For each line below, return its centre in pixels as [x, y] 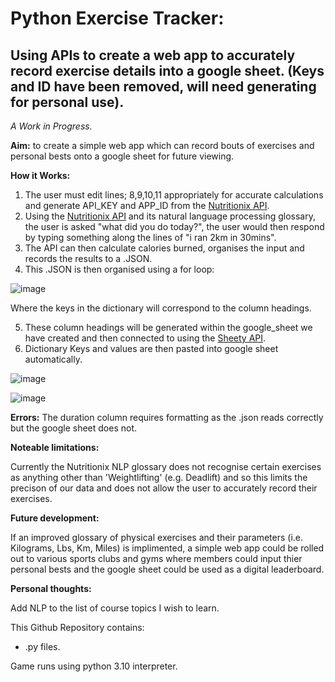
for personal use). [67, 102]
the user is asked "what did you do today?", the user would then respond [174, 226]
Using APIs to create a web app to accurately [153, 55]
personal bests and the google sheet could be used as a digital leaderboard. [167, 569]
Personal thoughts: [51, 588]
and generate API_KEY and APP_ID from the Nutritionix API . [147, 205]
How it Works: [40, 175]
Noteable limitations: [55, 447]
